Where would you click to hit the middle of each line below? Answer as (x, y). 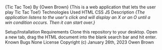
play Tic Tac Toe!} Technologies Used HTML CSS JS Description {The (75, 12)
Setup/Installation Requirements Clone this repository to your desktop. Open (81, 32)
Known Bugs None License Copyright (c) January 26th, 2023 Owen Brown (80, 42)
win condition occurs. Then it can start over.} (50, 22)
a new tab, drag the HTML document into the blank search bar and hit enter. (81, 37)
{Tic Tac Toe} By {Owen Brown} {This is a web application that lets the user (81, 7)
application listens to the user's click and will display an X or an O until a (78, 17)
